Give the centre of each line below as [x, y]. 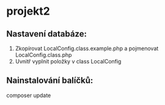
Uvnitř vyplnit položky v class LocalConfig [68, 61]
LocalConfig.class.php [43, 55]
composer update [29, 95]
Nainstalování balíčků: [50, 81]
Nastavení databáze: [47, 34]
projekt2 [28, 11]
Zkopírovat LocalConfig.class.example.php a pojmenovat [87, 48]
